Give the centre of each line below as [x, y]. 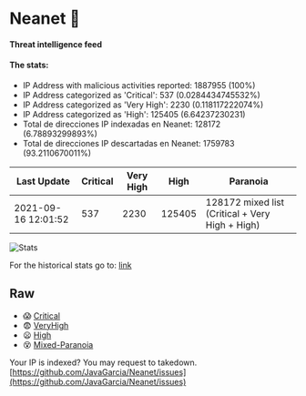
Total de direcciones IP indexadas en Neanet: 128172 [122, 124]
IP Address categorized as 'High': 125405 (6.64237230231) [134, 114]
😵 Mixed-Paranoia [58, 344]
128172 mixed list [245, 202]
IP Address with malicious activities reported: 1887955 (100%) [139, 85]
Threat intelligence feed [56, 44]
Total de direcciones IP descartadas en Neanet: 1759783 [128, 143]
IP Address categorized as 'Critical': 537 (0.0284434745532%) [142, 95]
